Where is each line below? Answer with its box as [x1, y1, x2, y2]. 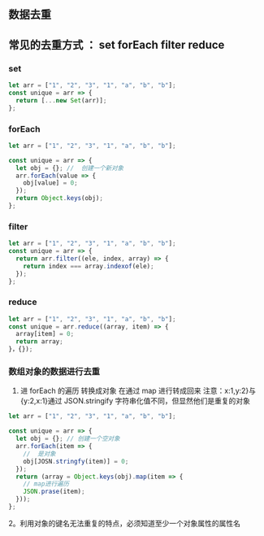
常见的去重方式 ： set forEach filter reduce [8, 37, 225, 51]
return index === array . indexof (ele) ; [23, 262, 154, 270]
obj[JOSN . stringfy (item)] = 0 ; [23, 457, 129, 465]
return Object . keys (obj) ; [15, 194, 104, 203]
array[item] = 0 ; [15, 330, 75, 338]
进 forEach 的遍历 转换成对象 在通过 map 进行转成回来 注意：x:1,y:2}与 [19, 386, 257, 396]
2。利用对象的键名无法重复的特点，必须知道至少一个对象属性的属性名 [8, 518, 241, 528]
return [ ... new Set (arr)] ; [15, 96, 107, 104]
